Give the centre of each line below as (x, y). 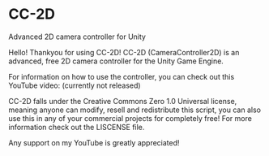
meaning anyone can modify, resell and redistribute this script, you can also (135, 110)
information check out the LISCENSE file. (77, 127)
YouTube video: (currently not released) (75, 85)
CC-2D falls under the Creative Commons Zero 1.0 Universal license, (123, 101)
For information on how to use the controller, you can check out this (122, 76)
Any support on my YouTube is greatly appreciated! (94, 142)
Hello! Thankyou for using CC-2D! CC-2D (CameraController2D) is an (124, 52)
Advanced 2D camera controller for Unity (77, 37)
